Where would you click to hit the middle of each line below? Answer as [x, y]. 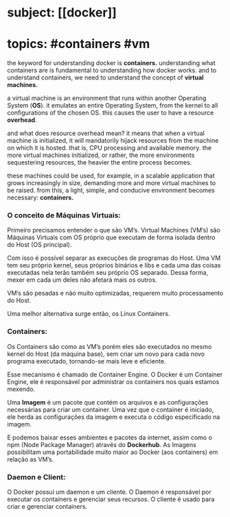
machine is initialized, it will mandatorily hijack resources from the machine [113, 141]
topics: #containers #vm [79, 44]
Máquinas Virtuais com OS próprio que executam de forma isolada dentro [111, 237]
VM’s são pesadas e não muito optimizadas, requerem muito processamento [115, 293]
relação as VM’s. [31, 459]
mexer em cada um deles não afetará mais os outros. [82, 280]
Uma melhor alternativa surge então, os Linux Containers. [89, 314]
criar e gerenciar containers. [47, 507]
